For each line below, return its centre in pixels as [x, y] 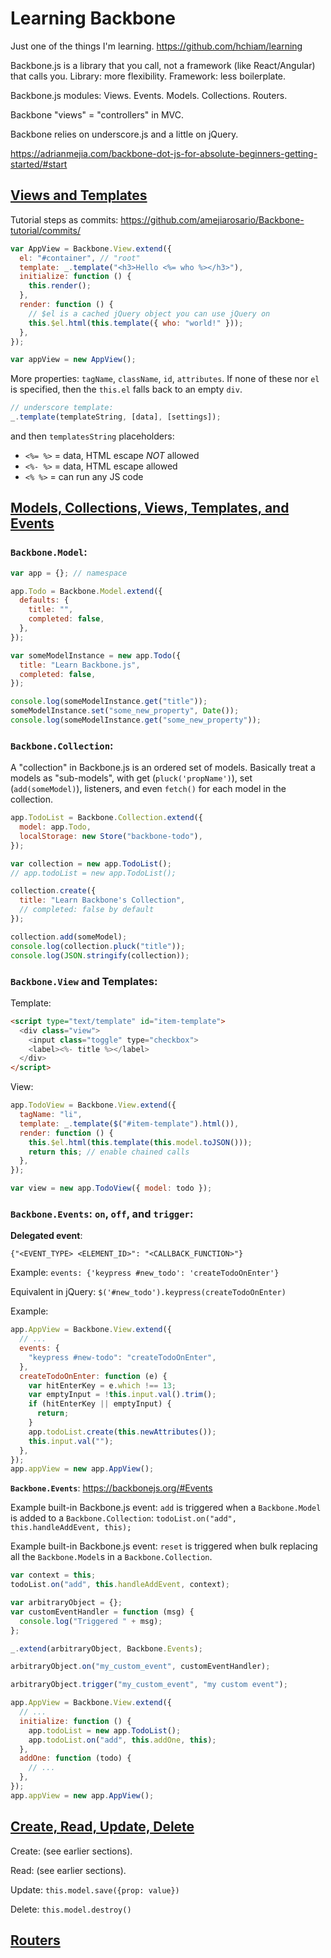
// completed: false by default [87, 910]
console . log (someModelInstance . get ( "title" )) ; [109, 702]
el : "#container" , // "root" [80, 258]
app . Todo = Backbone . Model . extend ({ [86, 591]
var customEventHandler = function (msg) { [102, 1612]
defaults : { [44, 600]
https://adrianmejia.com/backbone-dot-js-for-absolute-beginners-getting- [164, 153]
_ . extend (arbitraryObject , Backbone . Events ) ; [106, 1648]
